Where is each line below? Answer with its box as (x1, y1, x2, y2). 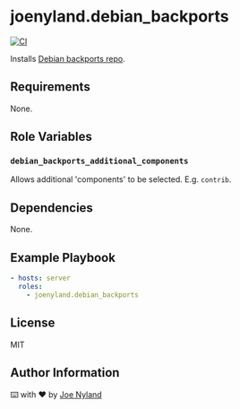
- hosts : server (10, 274, 71, 283)
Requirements (10, 79, 90, 95)
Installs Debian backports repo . (10, 53, 126, 64)
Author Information (10, 365, 120, 380)
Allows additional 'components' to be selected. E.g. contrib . (10, 174, 232, 185)
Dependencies (10, 200, 93, 215)
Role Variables (10, 129, 92, 144)
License (10, 316, 56, 331)
